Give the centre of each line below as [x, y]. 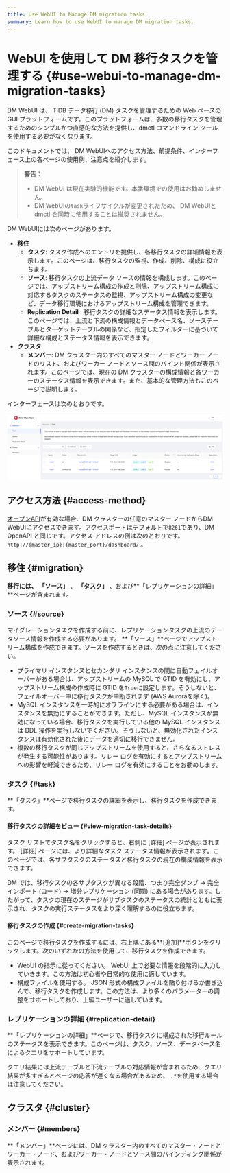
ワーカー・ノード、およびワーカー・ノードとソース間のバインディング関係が [115, 1154]
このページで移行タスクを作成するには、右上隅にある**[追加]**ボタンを [108, 942]
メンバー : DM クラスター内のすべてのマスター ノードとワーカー [116, 355]
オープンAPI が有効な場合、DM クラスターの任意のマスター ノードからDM [110, 519]
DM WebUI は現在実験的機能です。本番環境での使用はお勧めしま [125, 189]
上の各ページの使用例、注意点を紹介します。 [88, 159]
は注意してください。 [37, 1084]
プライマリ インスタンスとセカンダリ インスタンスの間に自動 [102, 670]
